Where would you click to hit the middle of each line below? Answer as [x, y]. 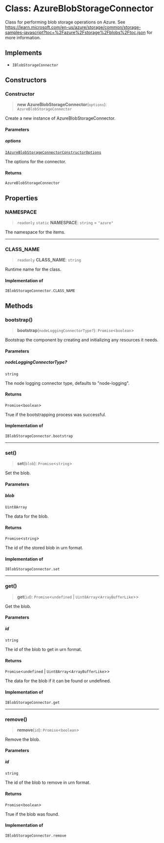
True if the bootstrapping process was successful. [56, 414]
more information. [23, 38]
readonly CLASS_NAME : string [49, 260]
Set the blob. [18, 473]
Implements [24, 53]
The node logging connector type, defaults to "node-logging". [67, 383]
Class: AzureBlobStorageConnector [79, 9]
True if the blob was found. [32, 814]
